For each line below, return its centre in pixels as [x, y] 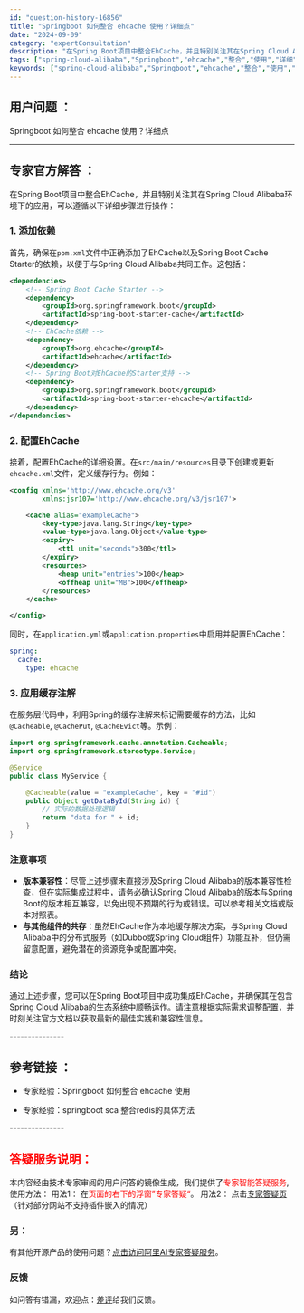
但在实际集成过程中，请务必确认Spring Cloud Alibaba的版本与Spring [166, 892]
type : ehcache [52, 668]
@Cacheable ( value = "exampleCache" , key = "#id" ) [121, 792]
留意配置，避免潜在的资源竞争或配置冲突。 [102, 949]
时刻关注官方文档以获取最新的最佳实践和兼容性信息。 [109, 1019]
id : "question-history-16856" [66, 18]
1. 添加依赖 [33, 231]
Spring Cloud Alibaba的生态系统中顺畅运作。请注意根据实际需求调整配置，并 [152, 1007]
